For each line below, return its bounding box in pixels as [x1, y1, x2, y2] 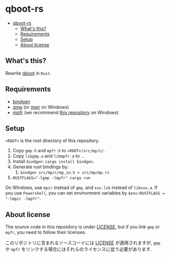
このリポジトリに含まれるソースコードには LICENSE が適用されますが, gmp [5, 240, 160, 246]
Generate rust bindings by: [12, 164, 69, 170]
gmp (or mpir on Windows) [12, 104, 69, 110]
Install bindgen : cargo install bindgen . [12, 158, 94, 165]
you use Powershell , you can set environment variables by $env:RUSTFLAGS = [5, 190, 165, 196]
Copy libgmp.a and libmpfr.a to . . [12, 153, 85, 159]
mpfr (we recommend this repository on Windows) [12, 109, 119, 115]
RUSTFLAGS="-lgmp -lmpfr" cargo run [12, 176, 91, 181]
